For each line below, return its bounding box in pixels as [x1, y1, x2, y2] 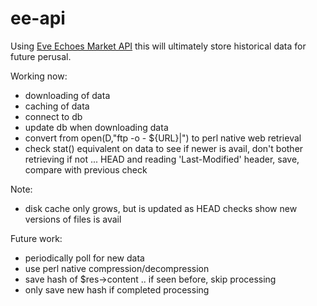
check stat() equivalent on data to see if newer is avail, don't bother [24, 142, 304, 154]
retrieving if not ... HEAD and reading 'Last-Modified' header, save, [24, 153, 300, 165]
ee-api [10, 7, 66, 30]
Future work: [10, 232, 63, 244]
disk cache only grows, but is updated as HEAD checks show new [24, 202, 298, 214]
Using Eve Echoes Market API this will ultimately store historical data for [10, 40, 307, 52]
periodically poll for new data [24, 252, 145, 264]
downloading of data [24, 89, 111, 101]
